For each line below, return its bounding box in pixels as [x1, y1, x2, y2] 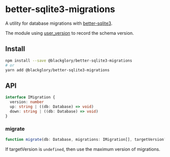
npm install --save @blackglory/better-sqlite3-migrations [5, 58, 133, 63]
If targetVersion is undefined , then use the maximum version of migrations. [5, 146, 160, 152]
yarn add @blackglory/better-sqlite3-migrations [5, 67, 110, 73]
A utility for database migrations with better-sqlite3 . [5, 20, 113, 26]
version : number [10, 99, 44, 104]
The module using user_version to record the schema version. [5, 30, 134, 36]
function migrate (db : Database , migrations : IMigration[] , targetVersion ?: [5, 137, 168, 142]
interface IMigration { [5, 95, 56, 100]
